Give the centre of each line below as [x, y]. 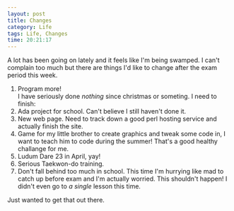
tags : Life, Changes [38, 34]
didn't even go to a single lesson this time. [79, 186]
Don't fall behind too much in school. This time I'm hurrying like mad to [121, 171]
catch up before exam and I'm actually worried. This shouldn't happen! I [122, 179]
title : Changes [30, 20]
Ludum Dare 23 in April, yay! [59, 157]
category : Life [30, 27]
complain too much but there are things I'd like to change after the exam [112, 68]
